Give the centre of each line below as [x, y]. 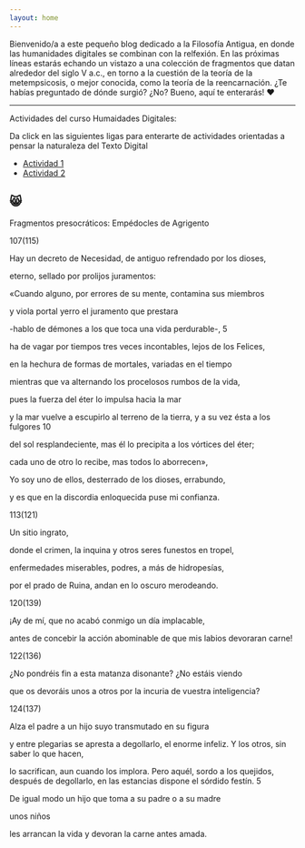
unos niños [30, 816]
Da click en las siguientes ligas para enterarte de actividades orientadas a [148, 136]
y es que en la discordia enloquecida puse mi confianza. [115, 498]
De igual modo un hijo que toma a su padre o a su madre [115, 799]
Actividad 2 [44, 173]
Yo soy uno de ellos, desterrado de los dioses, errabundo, [118, 480]
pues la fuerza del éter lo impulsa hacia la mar [95, 399]
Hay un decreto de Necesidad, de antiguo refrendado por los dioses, [138, 258]
